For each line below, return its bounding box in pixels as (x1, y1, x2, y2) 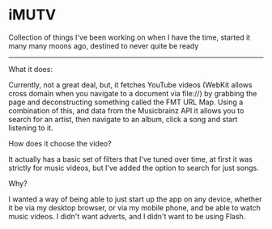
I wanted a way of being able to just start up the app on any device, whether (8, 194, 262, 204)
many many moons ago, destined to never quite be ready (8, 40, 199, 50)
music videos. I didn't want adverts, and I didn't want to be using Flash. (8, 211, 246, 221)
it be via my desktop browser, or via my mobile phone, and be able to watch (8, 202, 261, 212)
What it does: (8, 64, 53, 74)
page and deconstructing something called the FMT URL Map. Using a (8, 97, 244, 107)
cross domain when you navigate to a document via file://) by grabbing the (8, 88, 257, 98)
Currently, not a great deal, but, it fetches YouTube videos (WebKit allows (8, 79, 253, 90)
